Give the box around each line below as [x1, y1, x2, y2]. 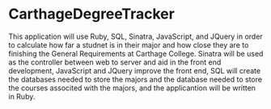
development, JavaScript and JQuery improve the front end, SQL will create [8, 65, 261, 75]
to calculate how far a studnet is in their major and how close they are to [8, 40, 249, 49]
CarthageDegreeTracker [8, 5, 176, 23]
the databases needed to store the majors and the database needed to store [8, 74, 263, 84]
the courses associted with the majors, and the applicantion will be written [8, 82, 256, 93]
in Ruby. [8, 91, 36, 101]
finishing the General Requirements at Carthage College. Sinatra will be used [8, 48, 264, 58]
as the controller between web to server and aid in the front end [8, 57, 222, 67]
